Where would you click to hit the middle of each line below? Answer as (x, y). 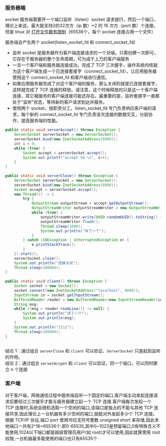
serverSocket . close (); (37, 258)
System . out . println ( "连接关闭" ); (47, 263)
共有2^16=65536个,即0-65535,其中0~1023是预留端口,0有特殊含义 (89, 426)
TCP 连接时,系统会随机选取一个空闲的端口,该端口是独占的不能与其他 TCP (79, 408)
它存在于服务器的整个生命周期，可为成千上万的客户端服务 (71, 59)
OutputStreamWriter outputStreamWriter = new (79, 208)
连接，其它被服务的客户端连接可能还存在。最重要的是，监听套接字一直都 (86, 96)
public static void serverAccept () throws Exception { (63, 130)
